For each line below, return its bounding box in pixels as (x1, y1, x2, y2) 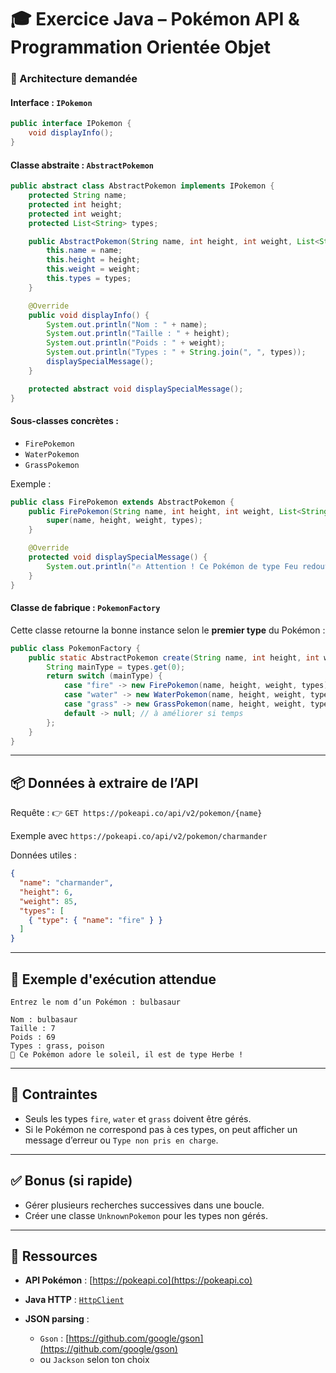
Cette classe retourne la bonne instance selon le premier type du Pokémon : (10, 624, 326, 636)
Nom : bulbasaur (10, 1015, 78, 1025)
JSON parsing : (24, 1313, 90, 1325)
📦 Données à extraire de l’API (10, 774, 199, 791)
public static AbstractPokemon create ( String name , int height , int (28, 652, 320, 663)
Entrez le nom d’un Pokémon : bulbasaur (10, 997, 182, 1008)
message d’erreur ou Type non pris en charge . (24, 1134, 219, 1146)
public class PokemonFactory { (10, 643, 141, 653)
